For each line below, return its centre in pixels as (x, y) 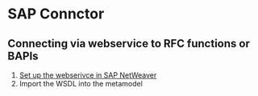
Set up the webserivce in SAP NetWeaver (88, 75)
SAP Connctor (56, 14)
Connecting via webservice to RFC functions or (129, 44)
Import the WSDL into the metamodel (81, 84)
